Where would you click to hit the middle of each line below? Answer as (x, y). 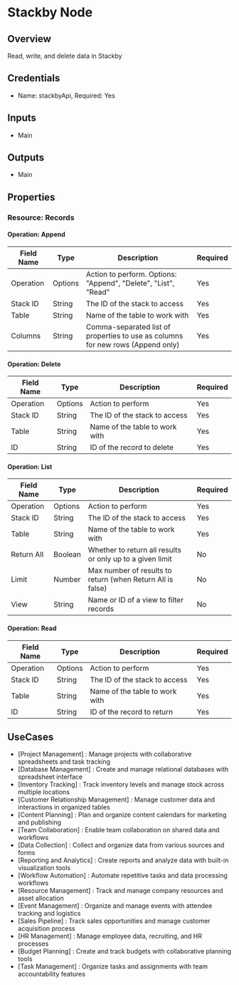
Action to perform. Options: (131, 274)
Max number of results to (130, 570)
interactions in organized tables (64, 807)
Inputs (22, 118)
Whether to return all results (134, 550)
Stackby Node (50, 12)
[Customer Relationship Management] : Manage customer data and (116, 799)
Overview (30, 39)
